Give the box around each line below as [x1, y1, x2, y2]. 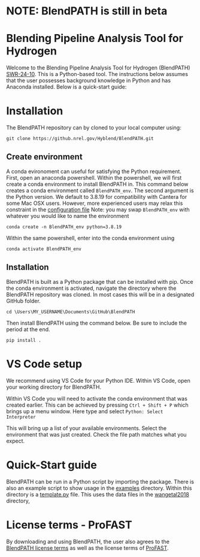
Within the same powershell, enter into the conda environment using [6, 234, 175, 241]
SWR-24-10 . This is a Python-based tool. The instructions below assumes [6, 71, 189, 78]
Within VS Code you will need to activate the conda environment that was [6, 395, 187, 402]
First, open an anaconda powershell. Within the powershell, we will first [6, 174, 182, 181]
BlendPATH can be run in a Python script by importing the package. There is [6, 478, 195, 485]
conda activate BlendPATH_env [6, 246, 82, 252]
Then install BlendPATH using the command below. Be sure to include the [6, 319, 187, 326]
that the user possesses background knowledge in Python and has [6, 77, 171, 84]
